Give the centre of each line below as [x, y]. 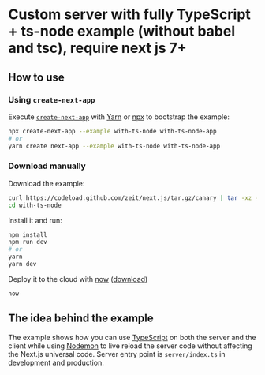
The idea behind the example [81, 319]
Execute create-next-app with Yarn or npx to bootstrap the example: [119, 117]
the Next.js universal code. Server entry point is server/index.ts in [117, 354]
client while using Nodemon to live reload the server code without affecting [130, 346]
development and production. [56, 362]
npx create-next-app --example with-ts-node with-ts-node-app [112, 131]
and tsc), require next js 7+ [97, 48]
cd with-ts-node [35, 205]
